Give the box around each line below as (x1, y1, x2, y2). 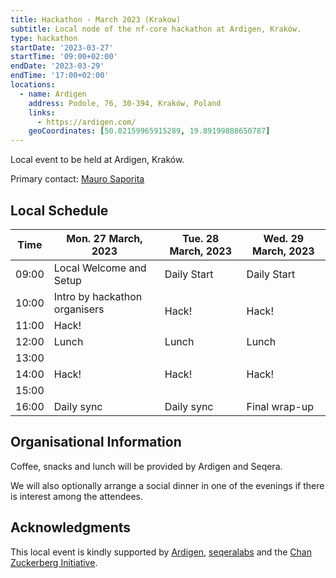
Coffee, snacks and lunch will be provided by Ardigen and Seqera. (10, 460, 283, 472)
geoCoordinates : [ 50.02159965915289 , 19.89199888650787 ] (28, 126, 271, 136)
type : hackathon (10, 33, 78, 43)
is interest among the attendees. (10, 490, 144, 502)
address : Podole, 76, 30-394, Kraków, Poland (28, 98, 222, 108)
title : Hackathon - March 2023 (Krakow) (10, 14, 182, 25)
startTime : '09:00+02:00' (10, 52, 118, 62)
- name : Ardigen (19, 89, 87, 99)
